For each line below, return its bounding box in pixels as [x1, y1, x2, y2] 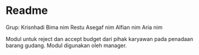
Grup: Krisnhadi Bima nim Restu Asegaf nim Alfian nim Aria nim [5, 24, 163, 31]
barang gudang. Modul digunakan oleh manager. [5, 42, 128, 49]
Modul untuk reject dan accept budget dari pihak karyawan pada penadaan [5, 35, 194, 42]
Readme [5, 4, 48, 18]
